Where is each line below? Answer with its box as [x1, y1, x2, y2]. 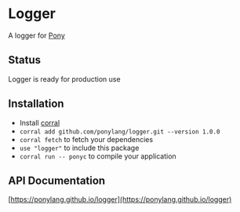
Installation [8, 97, 64, 111]
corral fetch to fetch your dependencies [19, 134, 154, 144]
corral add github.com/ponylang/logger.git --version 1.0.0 [19, 127, 220, 136]
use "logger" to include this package [19, 143, 140, 152]
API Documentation [8, 174, 106, 187]
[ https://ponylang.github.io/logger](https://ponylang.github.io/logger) [8, 195, 232, 204]
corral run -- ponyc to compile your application [19, 151, 176, 161]
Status [8, 53, 42, 67]
